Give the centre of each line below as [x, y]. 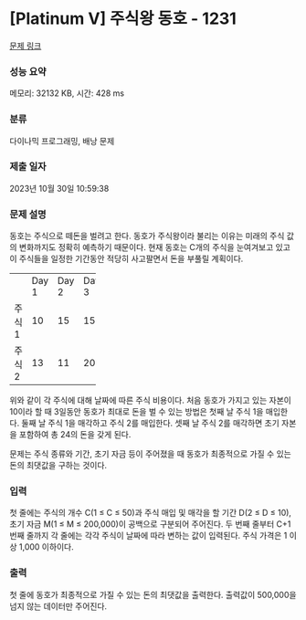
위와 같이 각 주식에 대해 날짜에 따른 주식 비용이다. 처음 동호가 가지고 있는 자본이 [151, 400]
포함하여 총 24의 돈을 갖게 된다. [75, 435]
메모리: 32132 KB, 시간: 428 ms [67, 93]
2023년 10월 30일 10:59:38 [59, 188]
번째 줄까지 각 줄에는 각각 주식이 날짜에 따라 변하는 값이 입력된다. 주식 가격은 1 [148, 536]
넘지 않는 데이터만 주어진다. [58, 606]
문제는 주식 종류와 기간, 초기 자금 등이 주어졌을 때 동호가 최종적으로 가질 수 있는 [151, 454]
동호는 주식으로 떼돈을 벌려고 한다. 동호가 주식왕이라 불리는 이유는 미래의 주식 [147, 236]
